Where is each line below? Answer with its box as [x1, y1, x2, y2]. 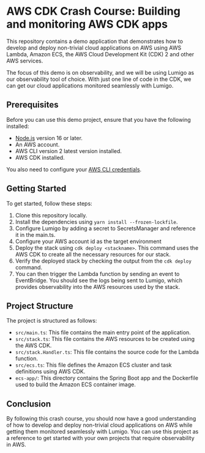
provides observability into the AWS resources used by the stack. [15, 283, 181, 290]
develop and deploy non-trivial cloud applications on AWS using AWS [6, 44, 182, 51]
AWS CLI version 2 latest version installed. [15, 147, 122, 154]
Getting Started [6, 184, 67, 194]
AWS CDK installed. [15, 154, 65, 161]
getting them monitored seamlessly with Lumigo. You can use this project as [6, 428, 199, 435]
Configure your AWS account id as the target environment [15, 238, 162, 245]
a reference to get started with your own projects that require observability [6, 435, 195, 442]
